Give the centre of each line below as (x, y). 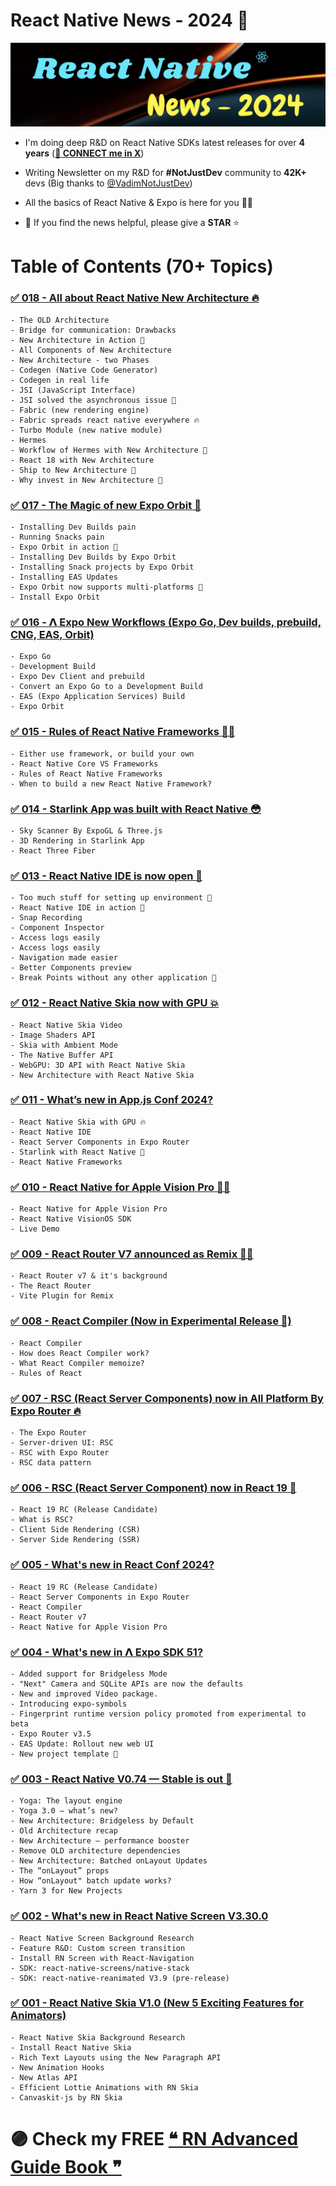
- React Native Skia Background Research (98, 2037)
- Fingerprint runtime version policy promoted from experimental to (158, 1714)
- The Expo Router (48, 1433)
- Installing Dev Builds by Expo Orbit (93, 557)
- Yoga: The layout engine (66, 1801)
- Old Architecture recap (64, 1831)
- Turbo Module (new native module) (86, 430)
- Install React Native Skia (71, 2047)
